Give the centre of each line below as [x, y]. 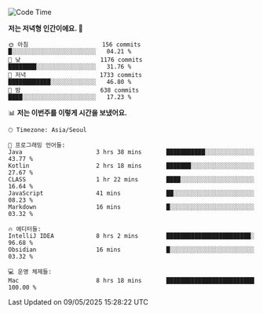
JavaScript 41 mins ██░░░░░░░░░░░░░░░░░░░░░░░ [131, 193]
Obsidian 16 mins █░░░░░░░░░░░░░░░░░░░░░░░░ [131, 250]
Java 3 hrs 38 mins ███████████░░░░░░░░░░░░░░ [131, 152]
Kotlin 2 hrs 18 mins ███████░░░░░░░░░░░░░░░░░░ [131, 166]
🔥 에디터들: [25, 229]
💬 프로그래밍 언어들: [37, 145]
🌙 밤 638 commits [74, 90]
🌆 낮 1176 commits [75, 60]
